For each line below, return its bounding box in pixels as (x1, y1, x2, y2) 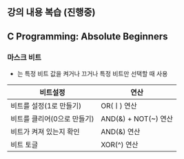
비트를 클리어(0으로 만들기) (10, 114, 94, 124)
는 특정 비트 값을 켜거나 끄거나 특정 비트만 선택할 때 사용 (17, 70, 168, 78)
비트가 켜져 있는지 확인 (10, 127, 81, 137)
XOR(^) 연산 (101, 140, 139, 150)
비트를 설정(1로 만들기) (10, 101, 81, 111)
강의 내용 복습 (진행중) (7, 6, 96, 19)
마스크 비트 (7, 53, 42, 62)
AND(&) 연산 (101, 127, 141, 137)
